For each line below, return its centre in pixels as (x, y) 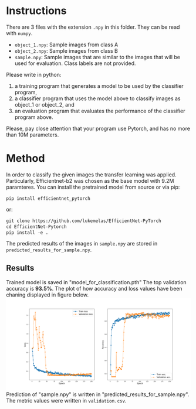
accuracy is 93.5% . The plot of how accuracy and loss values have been (94, 288)
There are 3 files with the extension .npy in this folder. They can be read (93, 27)
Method (26, 159)
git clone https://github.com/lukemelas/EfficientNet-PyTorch (84, 221)
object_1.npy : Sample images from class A (66, 45)
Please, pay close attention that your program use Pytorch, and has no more (98, 128)
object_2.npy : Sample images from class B (66, 50)
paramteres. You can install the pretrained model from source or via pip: (93, 187)
